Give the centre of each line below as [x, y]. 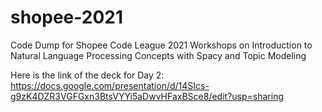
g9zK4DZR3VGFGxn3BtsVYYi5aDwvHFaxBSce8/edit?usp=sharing [147, 96]
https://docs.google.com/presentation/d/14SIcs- [110, 85]
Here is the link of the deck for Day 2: [87, 75]
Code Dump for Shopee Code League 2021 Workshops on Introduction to [161, 45]
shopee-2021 [67, 17]
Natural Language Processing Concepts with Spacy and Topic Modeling [158, 55]
